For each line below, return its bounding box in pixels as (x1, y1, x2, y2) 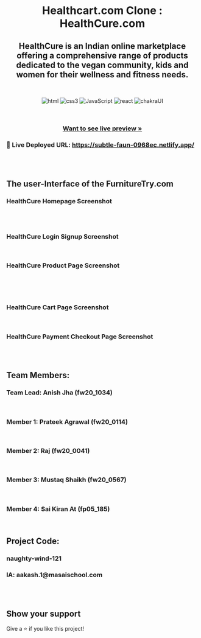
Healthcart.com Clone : (42, 4, 163, 18)
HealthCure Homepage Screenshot (6, 197, 113, 205)
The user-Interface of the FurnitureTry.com (6, 178, 174, 189)
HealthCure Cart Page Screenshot (6, 303, 109, 312)
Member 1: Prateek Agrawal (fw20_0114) (6, 418, 128, 426)
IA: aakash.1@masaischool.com (6, 570, 103, 579)
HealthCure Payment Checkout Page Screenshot (6, 332, 153, 341)
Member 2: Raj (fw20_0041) (6, 447, 90, 455)
